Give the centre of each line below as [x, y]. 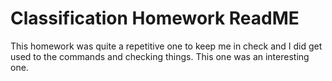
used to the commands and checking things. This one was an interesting [160, 56]
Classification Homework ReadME [155, 18]
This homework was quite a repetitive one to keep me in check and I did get [166, 46]
